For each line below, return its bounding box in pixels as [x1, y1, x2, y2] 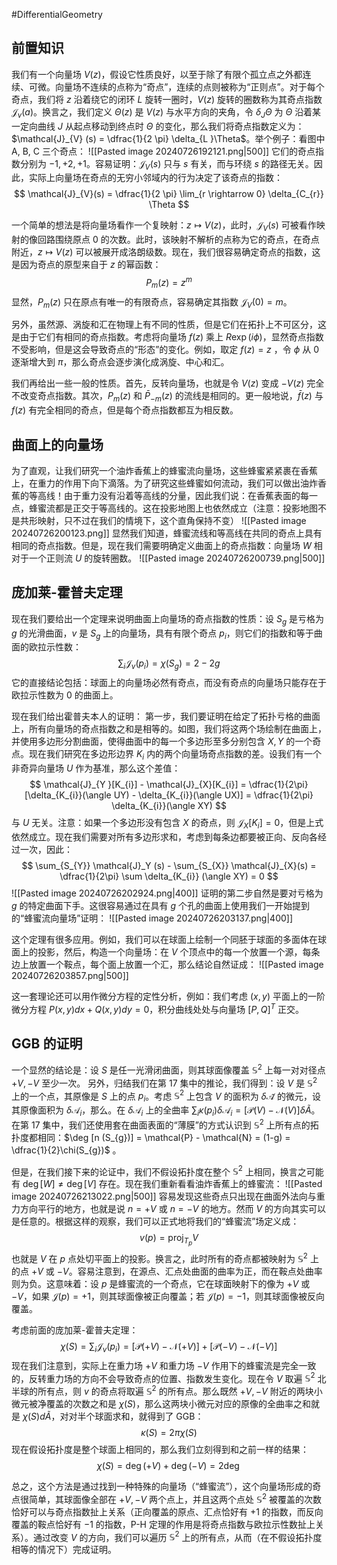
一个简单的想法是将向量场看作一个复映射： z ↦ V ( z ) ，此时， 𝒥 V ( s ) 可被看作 [11, 219, 317, 234]
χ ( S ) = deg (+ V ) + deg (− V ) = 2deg [96, 1460, 240, 1472]
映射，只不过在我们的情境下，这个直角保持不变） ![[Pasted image [37, 515, 307, 527]
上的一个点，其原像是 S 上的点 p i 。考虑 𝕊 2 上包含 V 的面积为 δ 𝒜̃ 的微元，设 [11, 1088, 321, 1104]
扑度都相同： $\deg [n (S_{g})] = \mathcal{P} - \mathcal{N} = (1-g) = [11, 1131, 291, 1143]
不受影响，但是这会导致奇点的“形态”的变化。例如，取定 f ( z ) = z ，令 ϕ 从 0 [11, 344, 320, 356]
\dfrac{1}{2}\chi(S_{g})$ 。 [11, 1144, 122, 1156]
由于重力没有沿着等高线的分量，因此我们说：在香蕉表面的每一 [63, 490, 318, 502]
